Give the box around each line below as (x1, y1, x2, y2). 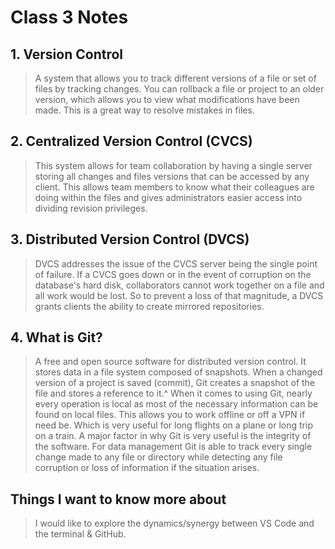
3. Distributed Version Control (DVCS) (10, 231, 250, 248)
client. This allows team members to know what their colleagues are (34, 181, 315, 193)
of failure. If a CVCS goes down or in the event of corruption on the (34, 268, 312, 280)
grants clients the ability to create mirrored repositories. (34, 300, 265, 312)
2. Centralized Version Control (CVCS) (10, 133, 253, 150)
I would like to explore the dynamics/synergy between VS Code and (34, 517, 315, 530)
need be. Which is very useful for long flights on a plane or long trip (34, 419, 313, 431)
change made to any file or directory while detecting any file (34, 451, 283, 463)
